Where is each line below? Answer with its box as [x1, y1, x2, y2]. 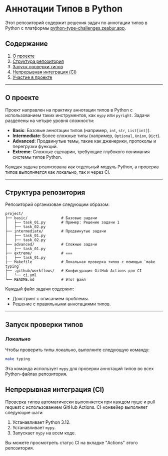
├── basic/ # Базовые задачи [5, 215, 97, 221]
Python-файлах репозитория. [5, 371, 67, 377]
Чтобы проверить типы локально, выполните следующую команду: [5, 347, 150, 353]
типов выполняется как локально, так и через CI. [5, 169, 110, 175]
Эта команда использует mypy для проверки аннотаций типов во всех [5, 365, 154, 372]
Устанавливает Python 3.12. [12, 419, 71, 425]
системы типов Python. [12, 154, 62, 160]
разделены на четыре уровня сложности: [5, 118, 94, 124]
